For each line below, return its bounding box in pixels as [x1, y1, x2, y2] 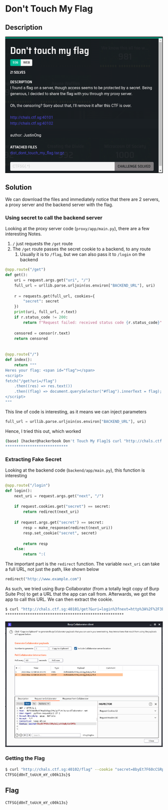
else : [14, 547, 26, 552]
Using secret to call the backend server [5, 214, 102, 221]
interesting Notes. [5, 231, 42, 237]
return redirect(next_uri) [23, 509, 79, 514]
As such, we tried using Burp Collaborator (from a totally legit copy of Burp [5, 586, 159, 592]
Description [5, 23, 42, 32]
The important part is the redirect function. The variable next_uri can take [5, 561, 160, 567]
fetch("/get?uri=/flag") [5, 378, 57, 384]
